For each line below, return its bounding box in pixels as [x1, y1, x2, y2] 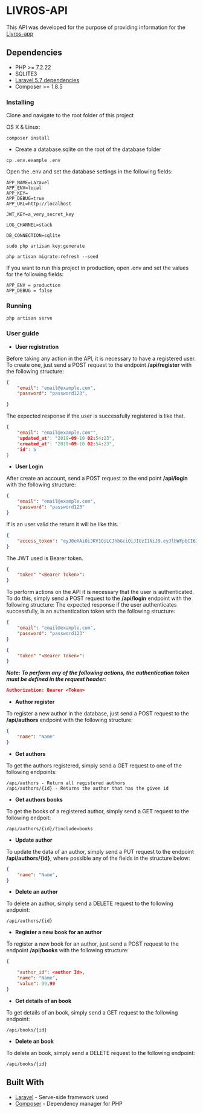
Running [6, 302, 32, 310]
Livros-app [6, 30, 34, 37]
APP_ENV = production [6, 282, 61, 289]
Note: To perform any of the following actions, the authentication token [6, 669, 190, 677]
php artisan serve [6, 315, 53, 321]
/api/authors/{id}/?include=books [6, 825, 94, 831]
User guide [6, 329, 39, 338]
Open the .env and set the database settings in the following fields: [6, 168, 173, 175]
